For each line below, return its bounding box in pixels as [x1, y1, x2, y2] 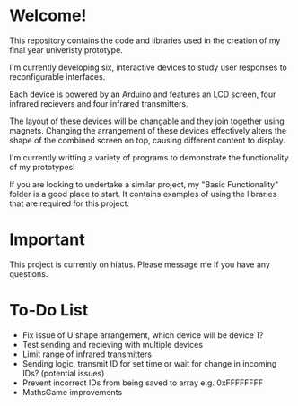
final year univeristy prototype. [9, 44, 123, 55]
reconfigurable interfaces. [9, 71, 106, 82]
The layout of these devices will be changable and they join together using [9, 116, 285, 126]
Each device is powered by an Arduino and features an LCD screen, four [9, 89, 276, 99]
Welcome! [9, 5, 87, 26]
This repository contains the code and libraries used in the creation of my [9, 35, 281, 46]
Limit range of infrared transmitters [22, 349, 153, 359]
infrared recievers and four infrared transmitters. [9, 98, 188, 108]
